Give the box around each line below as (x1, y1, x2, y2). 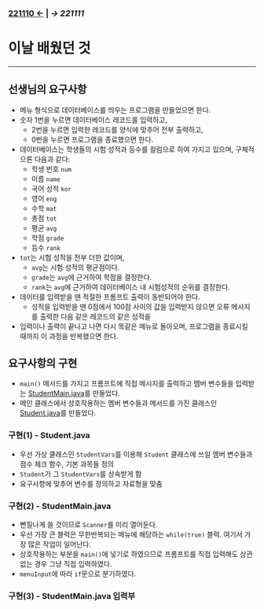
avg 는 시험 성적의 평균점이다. (31, 262, 120, 271)
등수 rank (31, 242, 60, 252)
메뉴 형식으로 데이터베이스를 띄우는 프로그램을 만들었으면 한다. (19, 105, 211, 114)
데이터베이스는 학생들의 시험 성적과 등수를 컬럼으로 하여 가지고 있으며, (19, 144, 234, 153)
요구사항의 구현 (8, 356, 78, 370)
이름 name (31, 174, 60, 183)
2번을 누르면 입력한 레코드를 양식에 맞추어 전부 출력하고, (31, 124, 203, 134)
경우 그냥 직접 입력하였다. (34, 559, 112, 569)
